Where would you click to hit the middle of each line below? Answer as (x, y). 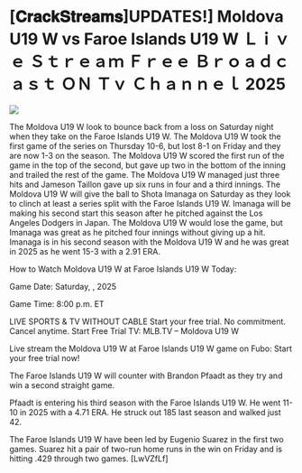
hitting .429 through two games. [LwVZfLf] (89, 459)
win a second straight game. (62, 385)
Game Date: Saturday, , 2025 (63, 286)
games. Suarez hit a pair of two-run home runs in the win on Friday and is (146, 449)
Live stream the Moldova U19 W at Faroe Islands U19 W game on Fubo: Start (151, 348)
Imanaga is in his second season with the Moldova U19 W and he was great (149, 242)
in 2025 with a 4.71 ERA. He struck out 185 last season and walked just (150, 412)
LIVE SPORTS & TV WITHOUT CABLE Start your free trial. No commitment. (148, 321)
